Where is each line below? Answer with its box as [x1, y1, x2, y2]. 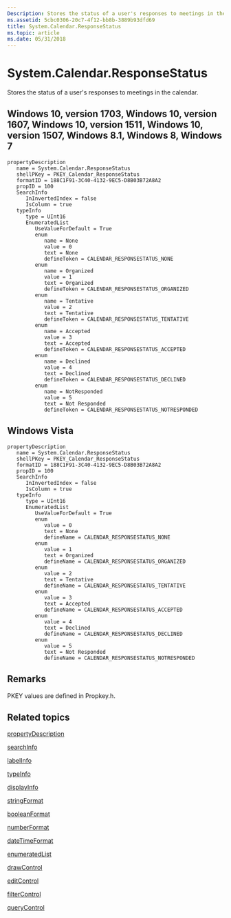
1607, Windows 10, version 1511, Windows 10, [7, 119, 203, 131]
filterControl [7, 890, 41, 899]
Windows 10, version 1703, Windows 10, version [7, 108, 217, 120]
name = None [43, 237, 78, 244]
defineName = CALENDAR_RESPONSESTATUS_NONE [43, 534, 170, 541]
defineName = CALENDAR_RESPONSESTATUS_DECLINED [43, 630, 184, 637]
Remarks [7, 673, 47, 685]
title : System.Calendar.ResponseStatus [7, 23, 122, 30]
